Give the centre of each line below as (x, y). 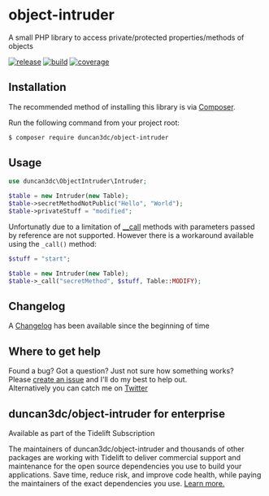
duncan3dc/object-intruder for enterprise (117, 414)
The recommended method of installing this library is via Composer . (122, 106)
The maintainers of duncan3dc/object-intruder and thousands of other (127, 449)
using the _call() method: (53, 244)
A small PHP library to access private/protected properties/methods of (126, 37)
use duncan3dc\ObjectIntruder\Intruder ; (78, 181)
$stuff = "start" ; (39, 259)
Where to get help (55, 351)
